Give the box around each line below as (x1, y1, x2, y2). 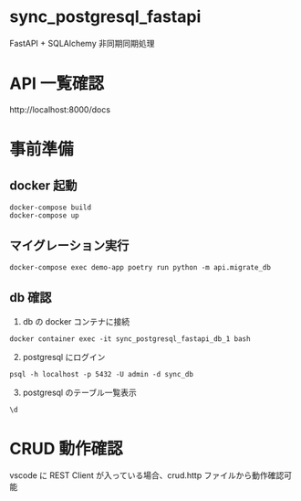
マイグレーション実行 (9, 238, 130, 253)
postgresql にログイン (22, 351, 106, 362)
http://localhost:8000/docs (9, 103, 111, 115)
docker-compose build (9, 203, 92, 212)
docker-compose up (9, 210, 79, 220)
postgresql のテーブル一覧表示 (22, 387, 137, 398)
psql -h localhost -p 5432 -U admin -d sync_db (9, 369, 194, 378)
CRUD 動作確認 (9, 438, 123, 459)
